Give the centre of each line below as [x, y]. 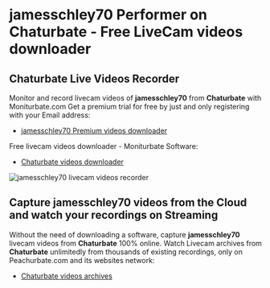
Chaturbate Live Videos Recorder [94, 78]
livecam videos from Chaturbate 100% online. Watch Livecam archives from [135, 243]
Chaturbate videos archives [67, 276]
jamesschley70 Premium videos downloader [94, 131]
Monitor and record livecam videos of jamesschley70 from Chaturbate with [135, 98]
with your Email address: [50, 115]
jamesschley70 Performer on [108, 15]
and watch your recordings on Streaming [114, 215]
